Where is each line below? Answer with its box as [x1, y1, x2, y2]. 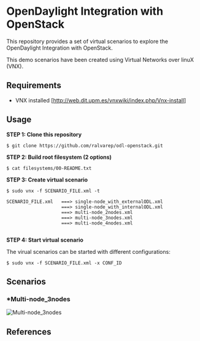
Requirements [6, 80, 61, 91]
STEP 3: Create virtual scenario [6, 176, 88, 183]
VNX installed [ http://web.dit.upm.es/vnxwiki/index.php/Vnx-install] [15, 96, 187, 104]
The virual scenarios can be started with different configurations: [6, 248, 171, 255]
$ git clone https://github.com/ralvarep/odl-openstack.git [6, 142, 164, 148]
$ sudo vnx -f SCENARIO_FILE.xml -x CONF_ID [6, 259, 122, 266]
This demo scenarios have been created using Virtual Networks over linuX [6, 56, 194, 63]
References [6, 326, 52, 337]
